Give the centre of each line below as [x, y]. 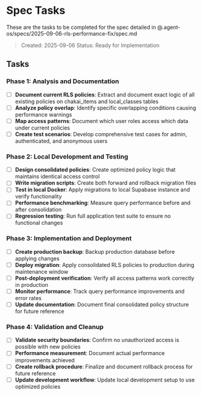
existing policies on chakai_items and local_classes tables [87, 101]
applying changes [37, 258]
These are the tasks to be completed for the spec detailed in [81, 27]
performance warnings [43, 115]
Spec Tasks [36, 11]
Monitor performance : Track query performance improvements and [100, 291]
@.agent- [169, 27]
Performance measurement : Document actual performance [90, 353]
